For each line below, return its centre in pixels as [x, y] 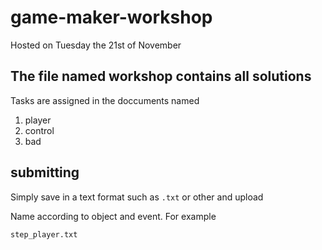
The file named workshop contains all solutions [161, 76]
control [39, 130]
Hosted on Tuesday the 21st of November [96, 45]
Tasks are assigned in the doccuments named [105, 100]
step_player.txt [44, 234]
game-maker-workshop [111, 17]
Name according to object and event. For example [113, 216]
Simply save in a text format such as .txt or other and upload [137, 197]
